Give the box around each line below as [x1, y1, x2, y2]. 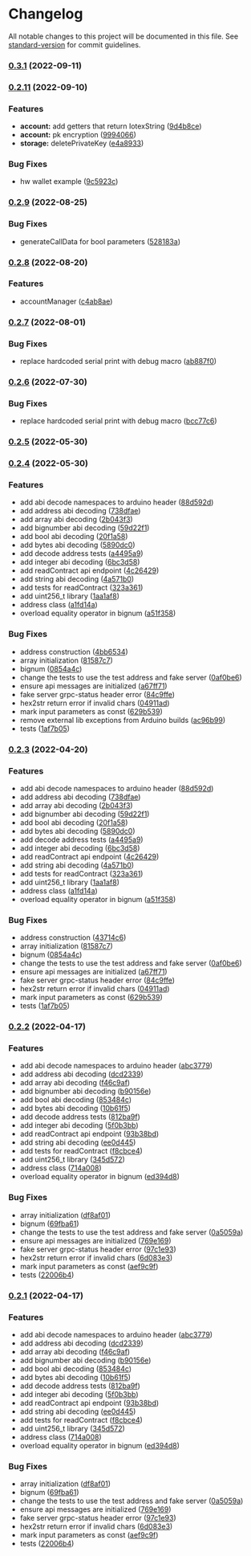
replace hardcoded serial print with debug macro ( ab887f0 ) [19, 357, 217, 366]
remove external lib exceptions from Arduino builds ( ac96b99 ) [19, 715, 226, 725]
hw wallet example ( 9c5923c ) [19, 177, 119, 186]
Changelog [8, 5, 83, 23]
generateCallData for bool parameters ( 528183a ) [19, 236, 180, 246]
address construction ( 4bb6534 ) [19, 647, 128, 656]
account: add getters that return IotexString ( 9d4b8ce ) [19, 121, 202, 131]
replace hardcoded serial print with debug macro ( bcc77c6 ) [19, 416, 218, 426]
